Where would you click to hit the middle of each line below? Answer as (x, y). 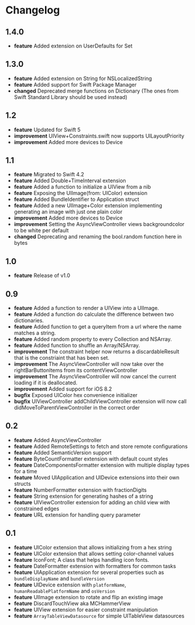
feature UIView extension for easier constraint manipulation (86, 609)
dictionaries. (29, 320)
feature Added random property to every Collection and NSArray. (93, 339)
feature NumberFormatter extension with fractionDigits (80, 490)
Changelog (33, 10)
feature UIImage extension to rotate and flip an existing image (88, 597)
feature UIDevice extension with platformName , (70, 585)
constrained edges (36, 508)
